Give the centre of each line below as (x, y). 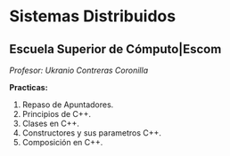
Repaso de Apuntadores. (68, 105)
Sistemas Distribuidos (93, 16)
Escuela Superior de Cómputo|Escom (115, 49)
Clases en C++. (51, 123)
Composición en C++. (62, 142)
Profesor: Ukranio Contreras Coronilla (79, 70)
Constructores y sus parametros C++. (92, 133)
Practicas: (29, 87)
